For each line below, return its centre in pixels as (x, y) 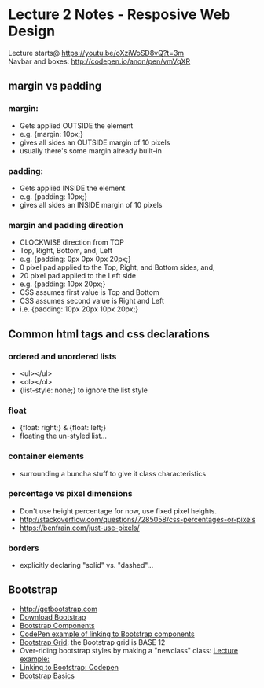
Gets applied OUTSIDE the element (76, 125)
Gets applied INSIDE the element (72, 188)
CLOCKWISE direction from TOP (71, 242)
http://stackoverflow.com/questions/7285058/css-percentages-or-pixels (137, 519)
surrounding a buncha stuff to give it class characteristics (113, 473)
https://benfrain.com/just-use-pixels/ (79, 528)
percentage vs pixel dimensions (70, 494)
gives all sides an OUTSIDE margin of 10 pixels (95, 142)
